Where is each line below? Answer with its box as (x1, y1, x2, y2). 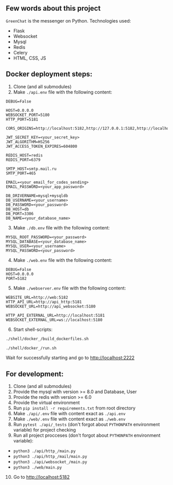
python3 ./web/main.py (13, 465, 62, 470)
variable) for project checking (13, 427, 76, 433)
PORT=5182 (6, 276, 27, 281)
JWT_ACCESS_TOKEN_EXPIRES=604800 (6, 144, 78, 149)
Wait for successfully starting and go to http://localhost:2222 (6, 355, 135, 361)
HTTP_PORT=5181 (6, 117, 39, 122)
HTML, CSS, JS (13, 55, 46, 61)
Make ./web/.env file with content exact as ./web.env (13, 416, 126, 422)
